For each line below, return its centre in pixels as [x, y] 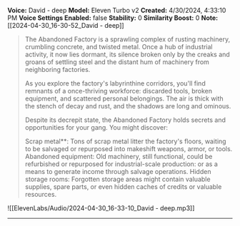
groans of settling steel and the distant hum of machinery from [117, 62]
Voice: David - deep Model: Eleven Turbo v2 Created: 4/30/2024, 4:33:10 [117, 10]
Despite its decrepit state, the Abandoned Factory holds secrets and [125, 120]
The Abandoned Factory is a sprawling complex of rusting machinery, [127, 39]
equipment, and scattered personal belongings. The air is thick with [124, 98]
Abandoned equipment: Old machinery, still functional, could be [119, 156]
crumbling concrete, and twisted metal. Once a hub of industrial [119, 47]
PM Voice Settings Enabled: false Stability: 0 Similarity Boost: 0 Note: [113, 18]
